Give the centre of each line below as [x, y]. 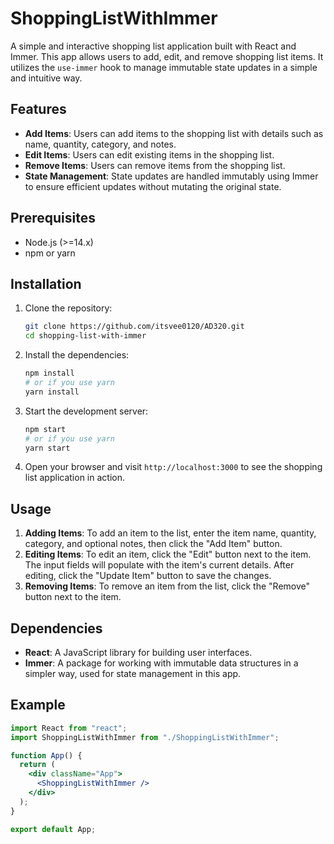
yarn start [47, 448]
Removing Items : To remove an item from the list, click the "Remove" [167, 586]
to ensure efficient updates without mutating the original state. [153, 186]
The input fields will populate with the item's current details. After [159, 565]
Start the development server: [86, 411]
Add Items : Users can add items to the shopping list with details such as [174, 133]
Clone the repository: [68, 308]
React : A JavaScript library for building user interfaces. [138, 652]
